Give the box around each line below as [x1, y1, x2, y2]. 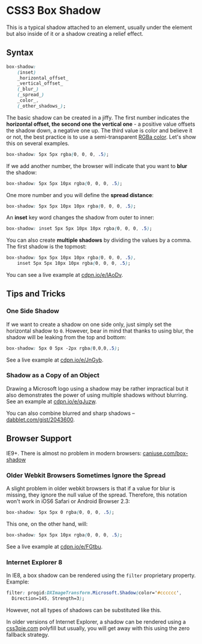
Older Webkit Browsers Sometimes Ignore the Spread [6, 471, 166, 480]
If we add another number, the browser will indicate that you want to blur [6, 162, 188, 169]
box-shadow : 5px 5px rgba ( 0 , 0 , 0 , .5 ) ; [6, 151, 110, 157]
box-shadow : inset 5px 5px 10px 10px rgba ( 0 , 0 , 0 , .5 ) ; [6, 226, 153, 232]
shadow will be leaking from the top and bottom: [6, 333, 127, 340]
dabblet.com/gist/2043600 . [6, 415, 75, 423]
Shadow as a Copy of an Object [6, 371, 99, 380]
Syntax [6, 48, 34, 58]
